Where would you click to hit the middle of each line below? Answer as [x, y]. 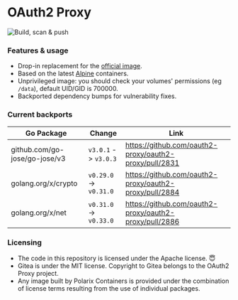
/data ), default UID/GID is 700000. [68, 89]
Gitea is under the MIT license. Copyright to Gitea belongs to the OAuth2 [123, 266]
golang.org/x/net [39, 213]
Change [103, 133]
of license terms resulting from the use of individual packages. [109, 288]
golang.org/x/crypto [44, 183]
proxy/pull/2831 [152, 163]
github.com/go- [38, 149]
